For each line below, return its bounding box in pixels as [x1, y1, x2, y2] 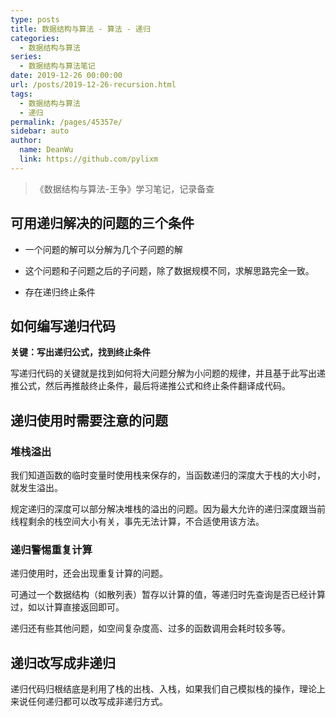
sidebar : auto [10, 126, 70, 136]
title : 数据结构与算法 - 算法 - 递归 [10, 24, 151, 34]
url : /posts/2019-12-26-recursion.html [10, 80, 177, 90]
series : [10, 52, 43, 62]
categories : [10, 33, 60, 43]
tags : [10, 89, 33, 99]
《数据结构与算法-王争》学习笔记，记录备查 [34, 182, 215, 195]
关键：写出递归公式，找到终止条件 [10, 346, 151, 358]
